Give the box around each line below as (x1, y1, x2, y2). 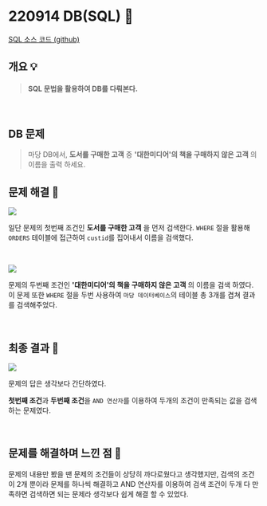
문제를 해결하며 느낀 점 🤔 (8, 446, 122, 461)
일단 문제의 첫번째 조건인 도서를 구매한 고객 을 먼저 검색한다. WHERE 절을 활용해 (8, 223, 251, 233)
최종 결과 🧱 (8, 341, 60, 355)
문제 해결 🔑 (8, 185, 60, 198)
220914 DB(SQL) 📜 (8, 7, 134, 25)
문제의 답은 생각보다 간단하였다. (8, 379, 107, 388)
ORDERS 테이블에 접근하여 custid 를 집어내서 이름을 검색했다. (8, 233, 194, 242)
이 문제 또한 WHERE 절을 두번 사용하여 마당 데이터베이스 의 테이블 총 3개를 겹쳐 (8, 290, 241, 300)
